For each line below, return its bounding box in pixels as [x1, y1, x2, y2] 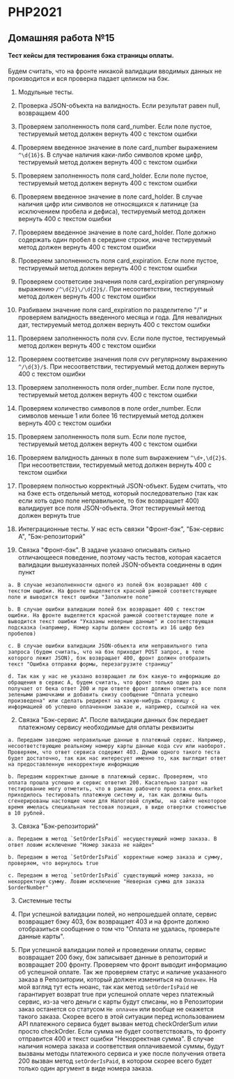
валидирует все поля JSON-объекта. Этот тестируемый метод [17, 503, 205, 512]
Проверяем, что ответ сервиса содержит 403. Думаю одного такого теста [8, 749, 220, 756]
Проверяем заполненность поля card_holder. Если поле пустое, [17, 171, 208, 180]
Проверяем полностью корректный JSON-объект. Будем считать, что [17, 482, 228, 490]
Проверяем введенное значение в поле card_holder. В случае [17, 192, 203, 201]
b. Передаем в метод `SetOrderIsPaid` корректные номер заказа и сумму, [8, 853, 224, 861]
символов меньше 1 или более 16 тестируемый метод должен [17, 411, 204, 420]
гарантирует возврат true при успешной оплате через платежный [17, 990, 214, 998]
